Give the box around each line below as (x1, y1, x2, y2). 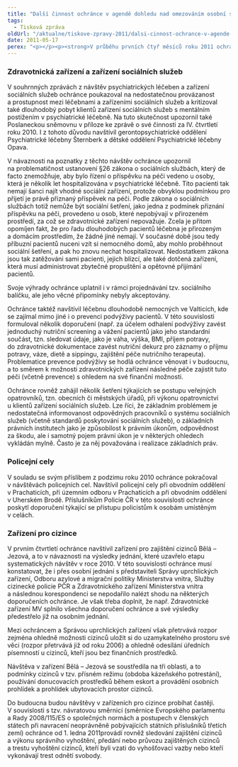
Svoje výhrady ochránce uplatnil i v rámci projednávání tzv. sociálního (7, 284, 211, 292)
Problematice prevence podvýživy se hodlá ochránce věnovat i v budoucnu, (7, 357, 229, 366)
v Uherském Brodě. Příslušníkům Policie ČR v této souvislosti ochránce (7, 496, 215, 504)
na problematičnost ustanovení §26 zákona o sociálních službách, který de (7, 164, 225, 173)
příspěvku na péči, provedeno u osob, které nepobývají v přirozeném (7, 210, 209, 218)
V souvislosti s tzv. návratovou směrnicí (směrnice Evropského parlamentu (7, 706, 225, 715)
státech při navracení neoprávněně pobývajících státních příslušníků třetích (7, 721, 227, 729)
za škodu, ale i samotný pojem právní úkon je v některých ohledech (7, 432, 204, 440)
